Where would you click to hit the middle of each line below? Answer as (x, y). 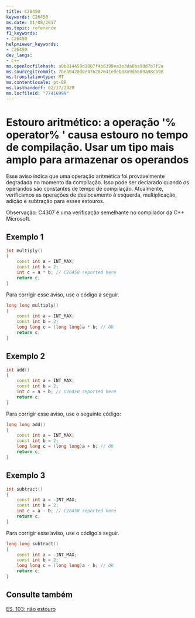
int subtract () (25, 489)
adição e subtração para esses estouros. (55, 201)
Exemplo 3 (26, 476)
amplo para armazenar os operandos (97, 160)
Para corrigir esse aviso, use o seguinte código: (64, 414)
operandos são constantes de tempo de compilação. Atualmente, (85, 188)
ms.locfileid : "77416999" (37, 93)
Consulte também (40, 595)
